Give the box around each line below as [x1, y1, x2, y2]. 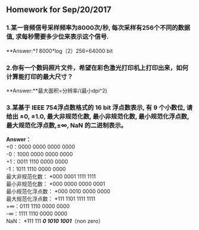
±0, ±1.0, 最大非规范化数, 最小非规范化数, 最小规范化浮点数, [20, 112, 189, 121]
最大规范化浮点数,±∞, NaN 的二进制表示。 [6, 121, 128, 130]
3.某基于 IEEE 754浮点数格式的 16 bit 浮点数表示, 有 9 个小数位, [6, 103, 185, 112]
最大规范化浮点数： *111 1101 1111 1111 [6, 196, 96, 203]
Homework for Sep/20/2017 [6, 5, 112, 15]
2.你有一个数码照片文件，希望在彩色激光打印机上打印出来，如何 [6, 64, 189, 72]
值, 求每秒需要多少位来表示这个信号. [6, 33, 109, 41]
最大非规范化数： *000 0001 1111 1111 [6, 173, 96, 180]
